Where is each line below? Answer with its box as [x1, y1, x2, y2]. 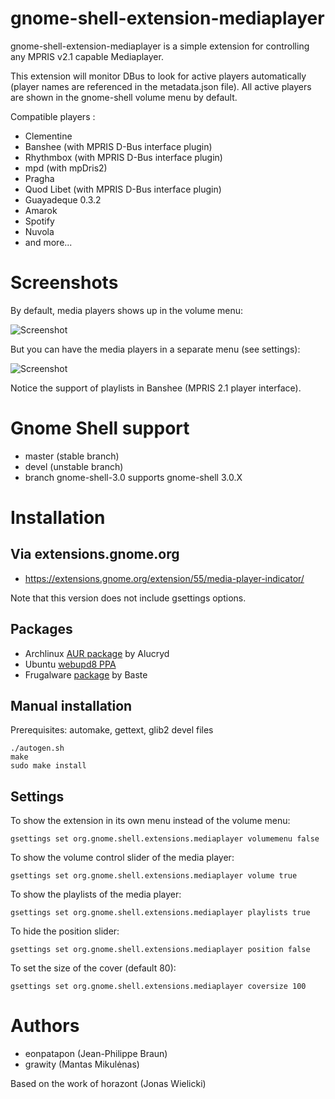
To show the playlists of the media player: [10, 888, 182, 901]
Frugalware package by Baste [24, 668, 148, 681]
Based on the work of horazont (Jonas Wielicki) [10, 1078, 207, 1090]
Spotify [24, 215, 55, 227]
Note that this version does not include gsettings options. [10, 592, 247, 604]
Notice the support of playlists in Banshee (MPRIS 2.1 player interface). [10, 382, 302, 394]
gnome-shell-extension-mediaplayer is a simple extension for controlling [10, 40, 310, 52]
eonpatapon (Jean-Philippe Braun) [24, 1048, 168, 1060]
